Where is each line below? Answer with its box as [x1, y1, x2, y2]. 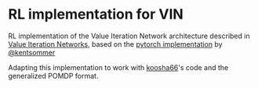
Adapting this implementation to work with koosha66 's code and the [8, 62, 229, 72]
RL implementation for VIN [8, 5, 184, 23]
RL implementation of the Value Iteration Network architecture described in [8, 31, 250, 40]
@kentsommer [8, 48, 56, 57]
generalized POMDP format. [8, 71, 99, 80]
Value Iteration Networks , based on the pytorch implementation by [8, 39, 223, 48]
